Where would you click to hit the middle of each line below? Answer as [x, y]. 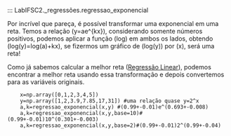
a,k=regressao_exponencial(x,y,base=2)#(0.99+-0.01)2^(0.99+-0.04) [120, 125]
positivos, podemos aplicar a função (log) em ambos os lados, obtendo [110, 39]
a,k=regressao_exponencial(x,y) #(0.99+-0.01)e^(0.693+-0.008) [114, 107]
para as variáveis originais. [46, 82]
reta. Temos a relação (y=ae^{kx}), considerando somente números [105, 31]
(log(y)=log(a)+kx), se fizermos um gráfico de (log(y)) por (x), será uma [111, 46]
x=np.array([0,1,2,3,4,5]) [59, 95]
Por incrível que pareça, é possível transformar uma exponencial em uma [113, 23]
